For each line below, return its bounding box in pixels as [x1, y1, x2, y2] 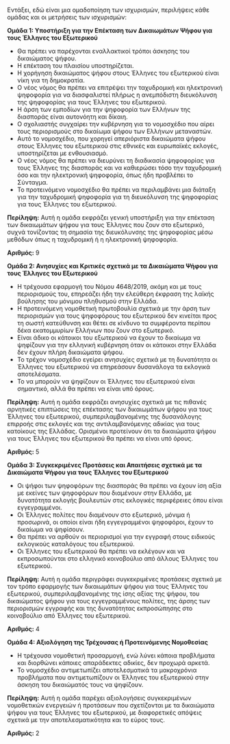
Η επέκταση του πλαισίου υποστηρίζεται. [16, 62, 134, 69]
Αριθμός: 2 [7, 729, 40, 737]
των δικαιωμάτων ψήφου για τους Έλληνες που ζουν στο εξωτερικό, [7, 221, 205, 229]
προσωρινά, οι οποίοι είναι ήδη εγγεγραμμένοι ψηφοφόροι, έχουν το [16, 518, 214, 526]
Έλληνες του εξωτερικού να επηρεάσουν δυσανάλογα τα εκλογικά [16, 363, 211, 371]
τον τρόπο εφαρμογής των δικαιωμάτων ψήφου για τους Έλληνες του [7, 583, 209, 590]
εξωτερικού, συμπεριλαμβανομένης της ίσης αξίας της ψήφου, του [7, 590, 200, 598]
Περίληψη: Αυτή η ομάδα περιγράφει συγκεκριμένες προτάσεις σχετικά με [7, 575, 222, 583]
